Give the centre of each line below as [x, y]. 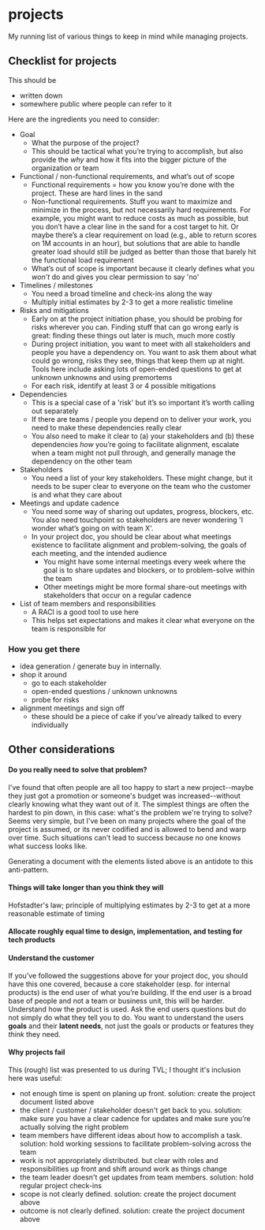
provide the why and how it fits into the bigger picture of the [129, 159]
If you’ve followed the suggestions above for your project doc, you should [128, 975]
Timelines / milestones [56, 285]
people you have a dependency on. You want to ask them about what [144, 352]
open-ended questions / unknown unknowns [104, 691]
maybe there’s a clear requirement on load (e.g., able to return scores [144, 235]
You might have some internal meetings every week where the [144, 561]
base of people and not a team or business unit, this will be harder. [116, 1001]
